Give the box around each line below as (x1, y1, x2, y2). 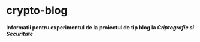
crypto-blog (6, 4, 68, 17)
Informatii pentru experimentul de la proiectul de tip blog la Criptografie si (6, 23, 194, 31)
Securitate (6, 30, 34, 37)
